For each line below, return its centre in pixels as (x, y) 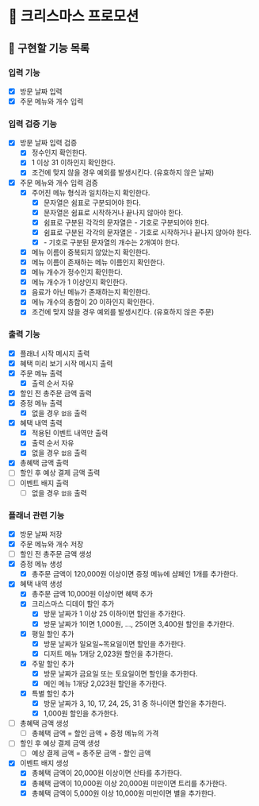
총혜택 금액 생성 (44, 723)
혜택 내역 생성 (41, 584)
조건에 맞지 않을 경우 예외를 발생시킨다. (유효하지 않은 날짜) (123, 172)
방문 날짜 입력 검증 (48, 143)
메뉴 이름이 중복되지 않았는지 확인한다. (91, 252)
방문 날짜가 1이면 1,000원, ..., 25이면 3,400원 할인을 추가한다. (139, 623)
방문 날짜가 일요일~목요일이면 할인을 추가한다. (114, 643)
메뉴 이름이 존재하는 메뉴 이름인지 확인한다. (98, 262)
